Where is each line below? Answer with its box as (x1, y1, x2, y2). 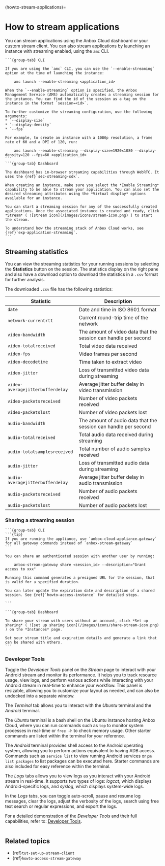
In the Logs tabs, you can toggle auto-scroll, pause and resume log (5, 793, 141, 799)
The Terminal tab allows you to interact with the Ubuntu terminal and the (5, 702, 152, 708)
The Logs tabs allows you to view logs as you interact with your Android (5, 773, 151, 779)
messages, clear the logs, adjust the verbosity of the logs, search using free (5, 798, 159, 804)
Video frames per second (79, 350, 137, 357)
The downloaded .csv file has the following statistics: (5, 286, 113, 292)
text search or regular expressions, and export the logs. (5, 803, 117, 809)
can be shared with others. (5, 640, 63, 645)
